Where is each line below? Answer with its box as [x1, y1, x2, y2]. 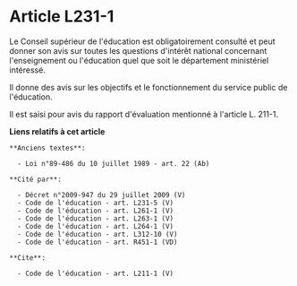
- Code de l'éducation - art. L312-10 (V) [17, 230, 178, 238]
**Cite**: [9, 253, 47, 262]
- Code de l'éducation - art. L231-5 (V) [17, 198, 174, 207]
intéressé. [9, 65, 47, 75]
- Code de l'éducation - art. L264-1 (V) [17, 221, 174, 230]
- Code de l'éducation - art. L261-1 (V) [17, 206, 174, 215]
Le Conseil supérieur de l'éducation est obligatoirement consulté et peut [9, 36, 276, 47]
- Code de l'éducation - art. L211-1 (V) [17, 269, 174, 278]
